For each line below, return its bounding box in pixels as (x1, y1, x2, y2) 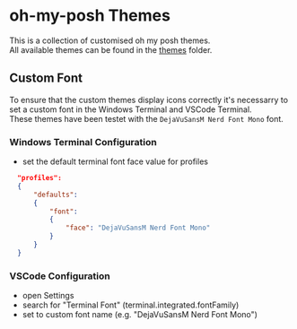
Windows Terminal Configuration (9, 135, 157, 148)
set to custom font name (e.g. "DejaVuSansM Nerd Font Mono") (22, 309, 258, 320)
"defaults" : (32, 190, 78, 199)
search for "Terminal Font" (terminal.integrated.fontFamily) (22, 299, 240, 310)
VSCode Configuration (9, 270, 110, 282)
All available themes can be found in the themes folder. (9, 44, 213, 55)
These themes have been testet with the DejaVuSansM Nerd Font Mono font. (9, 113, 284, 124)
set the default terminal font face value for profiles (22, 156, 209, 167)
